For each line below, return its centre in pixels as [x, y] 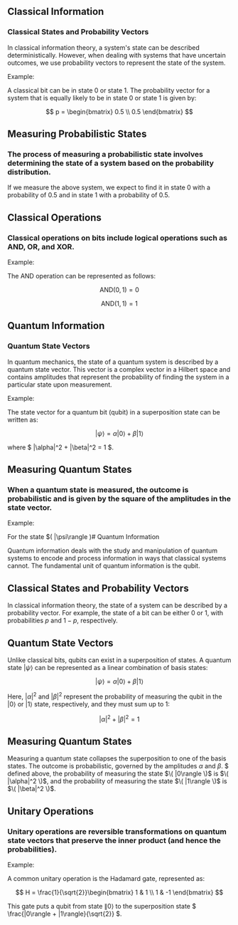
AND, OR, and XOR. [41, 246]
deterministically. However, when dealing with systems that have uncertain [117, 55]
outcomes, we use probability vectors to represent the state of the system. [117, 63]
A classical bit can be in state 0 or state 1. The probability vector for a [109, 90]
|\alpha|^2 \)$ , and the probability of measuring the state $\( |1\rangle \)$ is [117, 781]
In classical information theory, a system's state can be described [104, 47]
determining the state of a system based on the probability [111, 163]
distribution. [29, 172]
